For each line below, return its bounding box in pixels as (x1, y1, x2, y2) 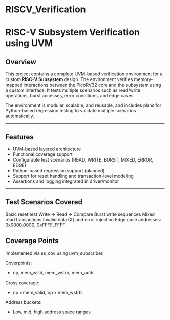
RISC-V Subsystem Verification (5, 27, 140, 38)
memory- (134, 76, 153, 83)
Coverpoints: (5, 260, 32, 266)
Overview (5, 57, 37, 66)
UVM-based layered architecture (12, 146, 81, 152)
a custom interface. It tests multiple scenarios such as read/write (5, 87, 141, 93)
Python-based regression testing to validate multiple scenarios (5, 108, 136, 114)
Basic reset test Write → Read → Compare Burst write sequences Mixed (5, 211, 155, 217)
